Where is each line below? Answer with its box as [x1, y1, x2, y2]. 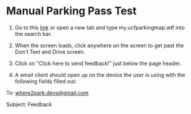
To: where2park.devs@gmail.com [6, 89, 89, 96]
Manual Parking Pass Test [6, 4, 137, 18]
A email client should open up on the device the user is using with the [14, 71, 186, 78]
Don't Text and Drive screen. [14, 48, 85, 55]
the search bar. [14, 30, 52, 37]
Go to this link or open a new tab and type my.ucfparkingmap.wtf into [14, 24, 185, 31]
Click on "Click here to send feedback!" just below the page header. [14, 60, 181, 67]
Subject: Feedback [6, 100, 52, 108]
